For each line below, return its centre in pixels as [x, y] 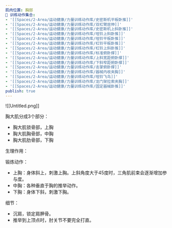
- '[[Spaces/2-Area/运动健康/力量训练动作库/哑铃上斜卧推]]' [65, 34]
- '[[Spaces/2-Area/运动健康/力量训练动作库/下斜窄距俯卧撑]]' [67, 63]
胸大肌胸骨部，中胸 [33, 133]
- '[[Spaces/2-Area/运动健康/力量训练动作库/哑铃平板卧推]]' [65, 39]
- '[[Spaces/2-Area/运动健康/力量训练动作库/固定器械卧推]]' [65, 86]
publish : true [21, 91]
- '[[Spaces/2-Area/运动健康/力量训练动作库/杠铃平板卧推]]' [65, 44]
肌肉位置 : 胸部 [19, 10]
